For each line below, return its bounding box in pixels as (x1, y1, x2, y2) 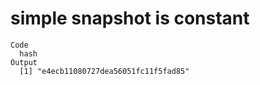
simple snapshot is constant (10, 7, 250, 30)
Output (10, 57, 38, 67)
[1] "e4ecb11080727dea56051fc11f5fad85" (19, 66, 190, 76)
